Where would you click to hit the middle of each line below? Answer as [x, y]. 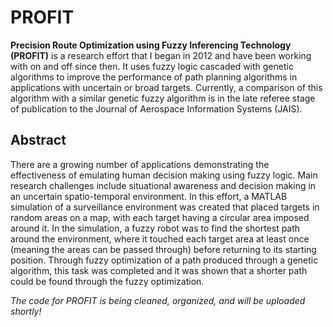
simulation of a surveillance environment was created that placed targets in [165, 207]
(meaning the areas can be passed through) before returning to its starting [163, 249]
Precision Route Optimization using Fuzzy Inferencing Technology [151, 45]
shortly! [26, 311]
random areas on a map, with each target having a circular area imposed [160, 217]
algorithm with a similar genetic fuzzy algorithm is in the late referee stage [163, 98]
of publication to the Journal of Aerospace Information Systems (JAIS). [156, 108]
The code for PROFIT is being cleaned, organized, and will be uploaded [158, 300]
